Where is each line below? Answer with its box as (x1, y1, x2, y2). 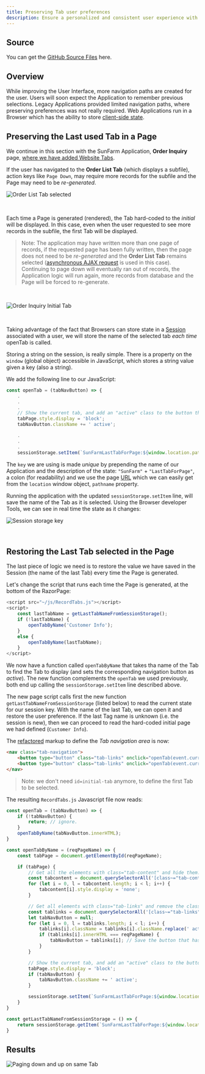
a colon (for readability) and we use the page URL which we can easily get (6, 474, 193, 481)
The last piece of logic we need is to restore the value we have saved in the (6, 562, 196, 570)
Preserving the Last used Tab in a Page (6, 131, 157, 141)
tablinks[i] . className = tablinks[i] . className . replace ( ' (38, 926, 190, 932)
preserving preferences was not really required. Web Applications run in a (6, 107, 192, 114)
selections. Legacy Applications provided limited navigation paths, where (6, 100, 190, 108)
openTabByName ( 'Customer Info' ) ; (28, 622, 113, 628)
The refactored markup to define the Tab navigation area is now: (6, 737, 170, 745)
